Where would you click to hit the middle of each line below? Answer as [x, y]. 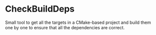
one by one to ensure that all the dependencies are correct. [65, 27]
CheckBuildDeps [40, 9]
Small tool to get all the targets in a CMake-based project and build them [78, 22]
